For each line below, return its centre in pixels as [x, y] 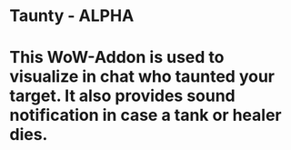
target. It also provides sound [123, 96]
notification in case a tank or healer [145, 115]
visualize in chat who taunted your [142, 77]
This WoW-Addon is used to [117, 58]
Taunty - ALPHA [72, 16]
